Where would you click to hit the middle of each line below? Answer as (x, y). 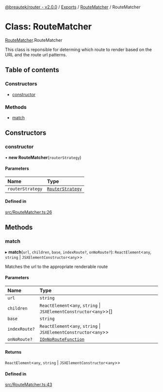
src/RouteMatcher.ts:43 (29, 385)
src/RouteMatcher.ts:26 (29, 212)
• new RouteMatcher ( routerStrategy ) (43, 157)
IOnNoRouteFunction (62, 339)
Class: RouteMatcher (49, 27)
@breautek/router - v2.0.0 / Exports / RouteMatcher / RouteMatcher (73, 7)
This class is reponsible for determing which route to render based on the (78, 49)
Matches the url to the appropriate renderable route (57, 267)
